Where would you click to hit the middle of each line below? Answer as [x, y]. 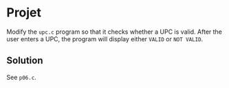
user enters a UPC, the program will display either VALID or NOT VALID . [105, 38]
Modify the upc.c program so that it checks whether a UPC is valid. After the [115, 32]
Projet [24, 13]
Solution [25, 61]
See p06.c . [22, 77]
